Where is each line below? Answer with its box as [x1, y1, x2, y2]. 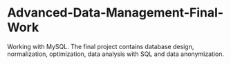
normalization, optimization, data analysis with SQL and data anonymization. [7, 50, 225, 58]
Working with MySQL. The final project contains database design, [7, 42, 194, 50]
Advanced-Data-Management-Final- [7, 5, 223, 21]
